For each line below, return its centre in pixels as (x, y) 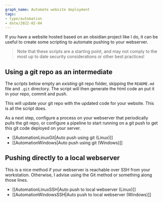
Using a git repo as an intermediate (59, 72)
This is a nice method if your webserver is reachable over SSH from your (78, 169)
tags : (10, 14)
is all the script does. (26, 109)
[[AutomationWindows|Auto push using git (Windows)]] (67, 143)
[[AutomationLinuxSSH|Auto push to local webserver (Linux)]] (74, 189)
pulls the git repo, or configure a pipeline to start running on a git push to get (81, 123)
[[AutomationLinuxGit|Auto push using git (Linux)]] (62, 138)
